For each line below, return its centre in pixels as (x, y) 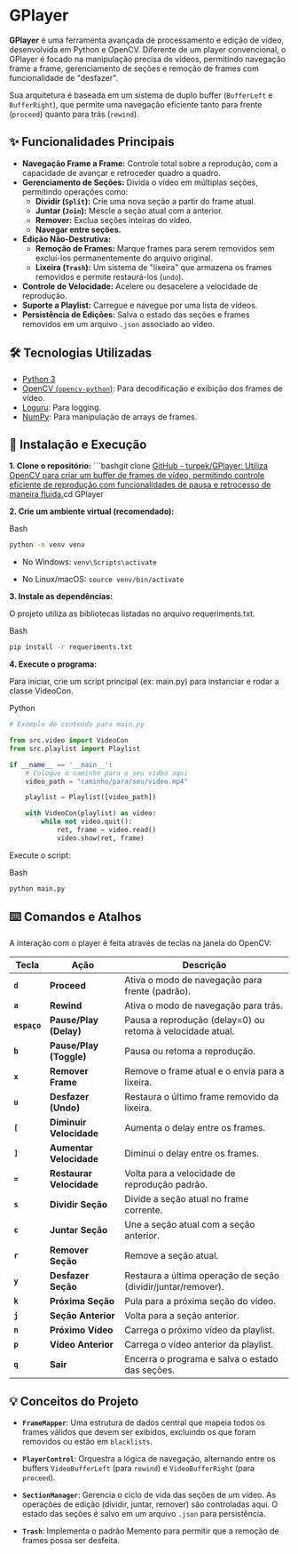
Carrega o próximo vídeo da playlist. (200, 1330)
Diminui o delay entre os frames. (192, 1153)
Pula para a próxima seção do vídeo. (200, 1301)
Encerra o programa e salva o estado (201, 1358)
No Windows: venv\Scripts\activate (90, 562)
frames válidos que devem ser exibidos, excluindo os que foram (139, 1432)
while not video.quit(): (87, 822)
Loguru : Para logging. (62, 407)
